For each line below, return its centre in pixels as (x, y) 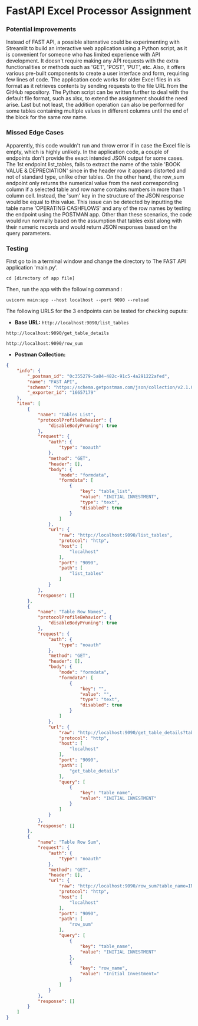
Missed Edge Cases (35, 133)
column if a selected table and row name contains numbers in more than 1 (96, 189)
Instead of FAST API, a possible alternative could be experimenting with (93, 42)
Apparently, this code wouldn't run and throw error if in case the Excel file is (98, 145)
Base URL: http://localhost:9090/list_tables (72, 323)
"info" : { (29, 371)
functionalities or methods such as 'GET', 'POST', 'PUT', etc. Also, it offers (96, 67)
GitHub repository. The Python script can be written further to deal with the (97, 92)
